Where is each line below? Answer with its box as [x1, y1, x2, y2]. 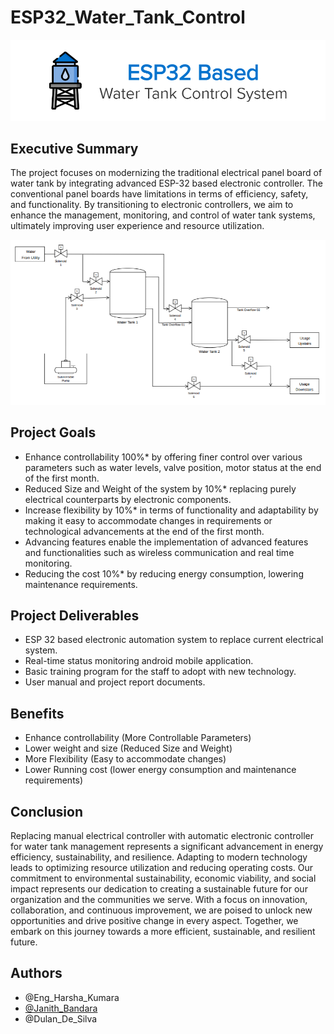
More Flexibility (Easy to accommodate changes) [24, 753, 227, 765]
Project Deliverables [10, 607, 140, 625]
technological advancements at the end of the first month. [24, 525, 265, 537]
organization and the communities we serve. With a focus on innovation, [10, 894, 308, 906]
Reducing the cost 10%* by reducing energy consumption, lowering [24, 567, 304, 580]
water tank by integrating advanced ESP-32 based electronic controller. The [10, 177, 324, 190]
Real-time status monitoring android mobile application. [24, 655, 254, 667]
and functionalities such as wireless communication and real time [24, 546, 295, 558]
